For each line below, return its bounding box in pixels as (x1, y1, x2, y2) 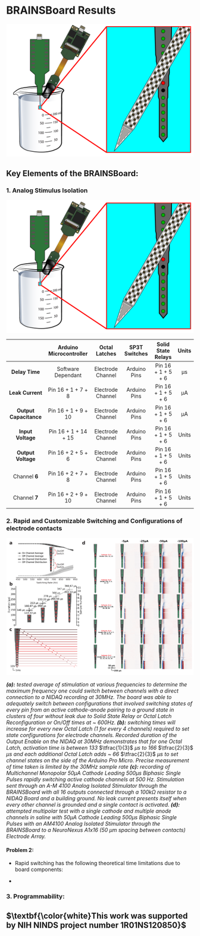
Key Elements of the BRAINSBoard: (6, 168, 139, 179)
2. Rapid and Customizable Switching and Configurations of (6, 516, 183, 525)
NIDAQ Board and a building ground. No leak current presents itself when (6, 794, 187, 801)
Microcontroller (48, 350, 88, 357)
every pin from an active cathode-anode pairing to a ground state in (6, 706, 174, 713)
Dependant (54, 372, 82, 379)
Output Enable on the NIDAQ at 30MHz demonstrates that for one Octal (6, 738, 183, 745)
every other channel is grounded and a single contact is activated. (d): (6, 801, 180, 808)
